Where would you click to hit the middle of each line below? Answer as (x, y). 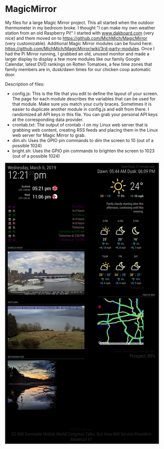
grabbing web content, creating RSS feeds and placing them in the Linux (85, 130)
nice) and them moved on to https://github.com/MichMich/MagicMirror (76, 38)
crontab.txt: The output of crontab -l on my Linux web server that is (80, 125)
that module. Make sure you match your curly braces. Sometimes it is (82, 104)
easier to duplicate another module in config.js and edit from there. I (81, 109)
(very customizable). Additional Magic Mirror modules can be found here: (79, 43)
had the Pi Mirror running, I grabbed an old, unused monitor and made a (77, 54)
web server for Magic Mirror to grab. (49, 135)
